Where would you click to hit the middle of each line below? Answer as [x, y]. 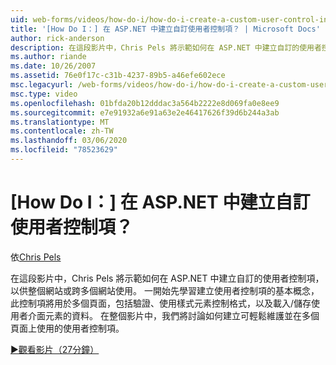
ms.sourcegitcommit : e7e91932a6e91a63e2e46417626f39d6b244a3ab [145, 112]
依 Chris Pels [36, 257]
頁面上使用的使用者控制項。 [67, 328]
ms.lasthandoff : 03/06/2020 [69, 141]
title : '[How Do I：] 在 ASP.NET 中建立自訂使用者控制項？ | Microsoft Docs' [165, 29]
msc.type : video [44, 94]
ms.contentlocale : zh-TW [62, 131]
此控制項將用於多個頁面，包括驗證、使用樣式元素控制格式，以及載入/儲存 [161, 303]
